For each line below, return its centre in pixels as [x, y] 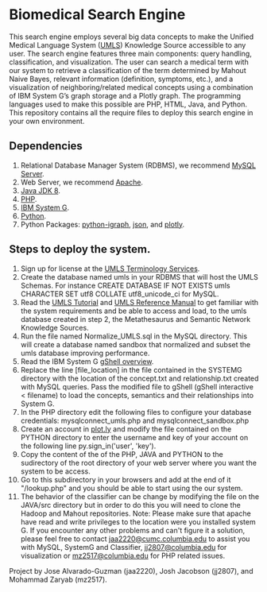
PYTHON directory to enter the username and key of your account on [134, 437]
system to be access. [55, 471]
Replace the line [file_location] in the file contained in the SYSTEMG [131, 370]
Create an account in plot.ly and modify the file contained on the [126, 429]
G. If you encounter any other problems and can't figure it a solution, [133, 530]
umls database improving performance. [85, 353]
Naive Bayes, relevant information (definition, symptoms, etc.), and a [121, 79]
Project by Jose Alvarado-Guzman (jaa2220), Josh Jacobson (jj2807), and [131, 571]
